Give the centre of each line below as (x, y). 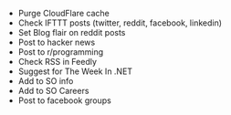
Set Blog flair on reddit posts (72, 32)
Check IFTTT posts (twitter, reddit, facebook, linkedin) (120, 23)
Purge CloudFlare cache (63, 13)
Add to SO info (46, 81)
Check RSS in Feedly (58, 62)
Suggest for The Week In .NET (75, 71)
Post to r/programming (61, 52)
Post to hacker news (57, 42)
